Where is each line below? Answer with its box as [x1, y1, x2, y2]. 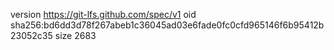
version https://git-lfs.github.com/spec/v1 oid [10, 9, 197, 20]
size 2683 [54, 30, 97, 41]
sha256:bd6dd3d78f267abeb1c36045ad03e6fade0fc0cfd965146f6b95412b [10, 19, 325, 31]
